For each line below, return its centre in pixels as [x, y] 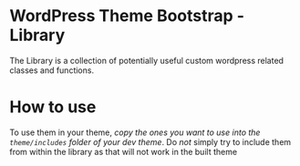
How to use [53, 107]
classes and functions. [52, 70]
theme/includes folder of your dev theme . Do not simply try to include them [150, 141]
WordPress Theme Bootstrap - [127, 16]
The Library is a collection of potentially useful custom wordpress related [147, 60]
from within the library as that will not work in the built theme [124, 151]
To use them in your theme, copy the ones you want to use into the [135, 132]
